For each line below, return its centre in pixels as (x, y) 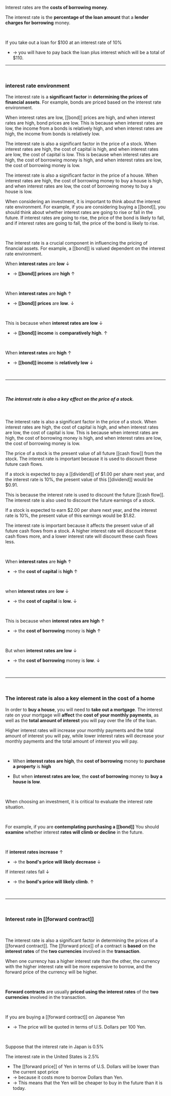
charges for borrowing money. (38, 23)
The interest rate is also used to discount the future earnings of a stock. (80, 501)
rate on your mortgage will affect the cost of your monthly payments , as (82, 715)
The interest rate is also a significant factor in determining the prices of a (81, 940)
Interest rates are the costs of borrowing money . (57, 7)
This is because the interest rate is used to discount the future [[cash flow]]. (85, 495)
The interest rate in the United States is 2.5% (52, 1056)
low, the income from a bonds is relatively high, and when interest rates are (84, 128)
